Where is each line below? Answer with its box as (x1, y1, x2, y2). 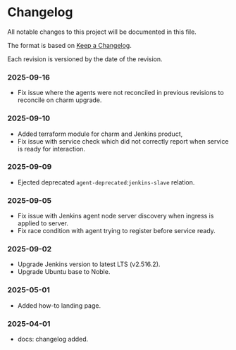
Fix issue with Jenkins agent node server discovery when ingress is (17, 212, 214, 220)
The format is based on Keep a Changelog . (7, 41, 132, 49)
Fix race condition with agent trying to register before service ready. (17, 227, 216, 235)
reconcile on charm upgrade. (17, 96, 102, 104)
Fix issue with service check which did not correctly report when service (17, 137, 229, 145)
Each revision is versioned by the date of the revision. (7, 54, 163, 63)
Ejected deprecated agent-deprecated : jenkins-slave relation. (17, 177, 195, 187)
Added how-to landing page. (17, 301, 101, 310)
